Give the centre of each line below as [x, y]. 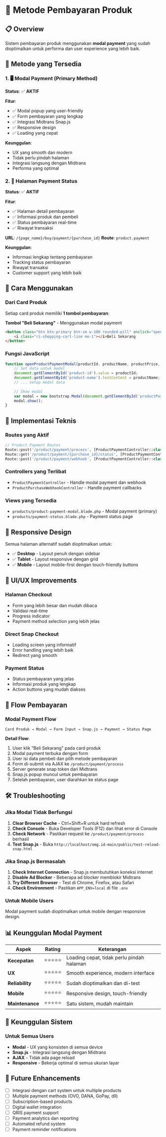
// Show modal [28, 391]
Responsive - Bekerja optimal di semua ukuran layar [66, 1063]
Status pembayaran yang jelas [43, 679]
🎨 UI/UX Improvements [41, 581]
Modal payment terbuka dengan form [50, 753]
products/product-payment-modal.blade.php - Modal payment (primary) [84, 511]
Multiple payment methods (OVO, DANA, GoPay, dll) [65, 1096]
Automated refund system [39, 1124]
